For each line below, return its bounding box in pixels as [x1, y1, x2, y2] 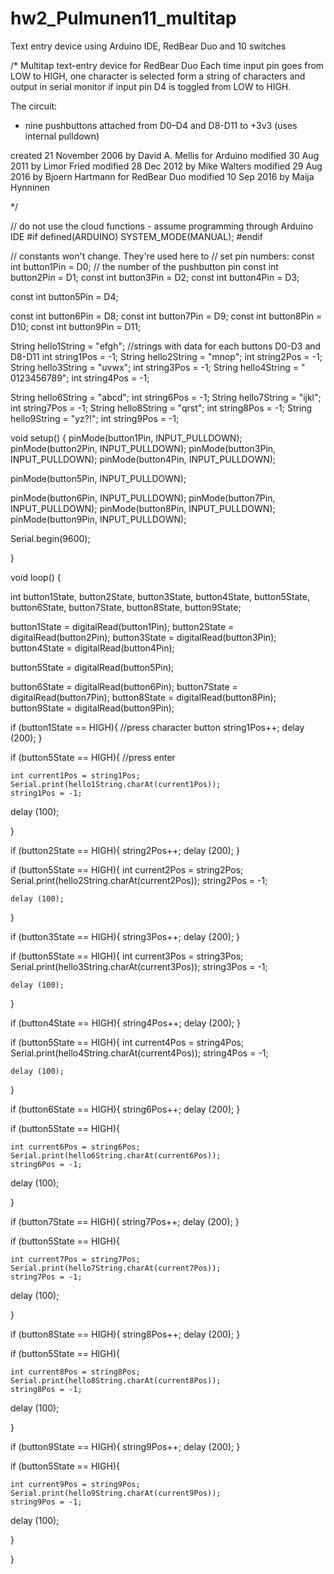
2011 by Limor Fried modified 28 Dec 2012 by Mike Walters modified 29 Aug [10, 160, 323, 172]
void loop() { [10, 571, 62, 583]
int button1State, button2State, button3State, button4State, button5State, [10, 590, 310, 602]
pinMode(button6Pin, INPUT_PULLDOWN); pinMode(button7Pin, [10, 492, 276, 504]
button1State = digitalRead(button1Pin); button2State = [10, 620, 235, 632]
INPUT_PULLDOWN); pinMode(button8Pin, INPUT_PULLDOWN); [10, 502, 276, 514]
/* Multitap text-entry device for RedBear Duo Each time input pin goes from [10, 59, 325, 71]
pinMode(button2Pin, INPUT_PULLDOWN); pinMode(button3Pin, [10, 442, 277, 454]
